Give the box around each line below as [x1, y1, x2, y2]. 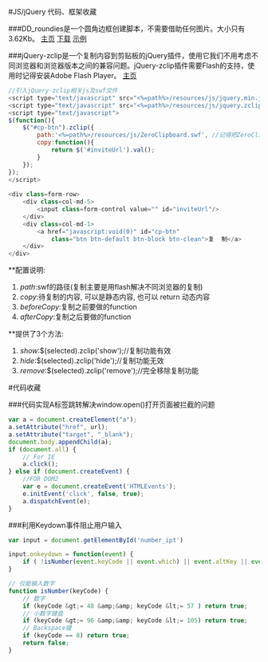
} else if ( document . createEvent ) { [8, 467, 130, 476]
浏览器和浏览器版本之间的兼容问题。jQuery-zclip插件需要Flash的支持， [14, 61, 248, 70]
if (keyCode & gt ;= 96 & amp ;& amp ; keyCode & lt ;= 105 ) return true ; [22, 617, 248, 625]
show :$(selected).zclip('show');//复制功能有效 [19, 346, 171, 356]
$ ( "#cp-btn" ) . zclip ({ [22, 124, 94, 132]
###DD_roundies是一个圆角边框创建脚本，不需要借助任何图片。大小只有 [8, 24, 246, 33]
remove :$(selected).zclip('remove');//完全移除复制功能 [19, 366, 199, 376]
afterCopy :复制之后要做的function [19, 312, 132, 321]
